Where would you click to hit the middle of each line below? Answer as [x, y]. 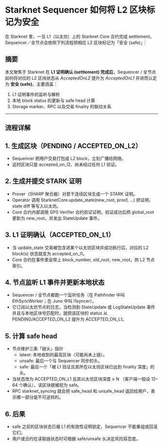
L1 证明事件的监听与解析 [36, 94]
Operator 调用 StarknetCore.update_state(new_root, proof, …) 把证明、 [83, 200]
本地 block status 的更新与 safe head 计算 [54, 100]
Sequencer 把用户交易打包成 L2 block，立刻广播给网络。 [69, 158]
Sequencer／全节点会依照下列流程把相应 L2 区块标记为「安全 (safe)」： [76, 42]
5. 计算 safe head [31, 336]
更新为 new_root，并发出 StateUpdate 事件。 [57, 218]
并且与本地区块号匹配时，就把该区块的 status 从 [60, 313]
